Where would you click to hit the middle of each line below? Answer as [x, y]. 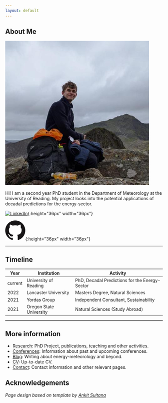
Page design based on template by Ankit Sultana [56, 395]
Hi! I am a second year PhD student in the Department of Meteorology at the [84, 193]
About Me [21, 32]
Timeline [19, 259]
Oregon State [40, 307]
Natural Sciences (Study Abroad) [109, 309]
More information [33, 334]
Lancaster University [48, 293]
